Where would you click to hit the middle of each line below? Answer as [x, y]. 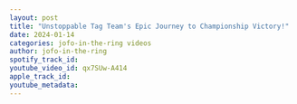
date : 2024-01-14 [42, 34]
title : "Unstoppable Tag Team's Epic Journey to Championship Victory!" [149, 26]
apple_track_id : [40, 77]
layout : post [34, 18]
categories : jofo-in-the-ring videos [81, 43]
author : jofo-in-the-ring [58, 52]
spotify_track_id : [44, 60]
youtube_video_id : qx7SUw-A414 [68, 69]
